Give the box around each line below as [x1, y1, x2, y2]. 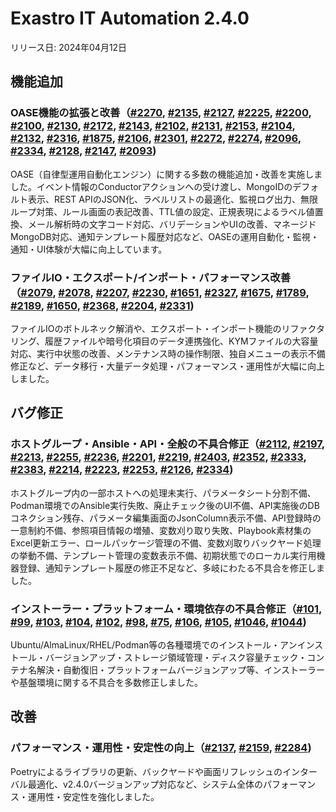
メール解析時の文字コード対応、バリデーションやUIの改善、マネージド [27, 218, 317, 230]
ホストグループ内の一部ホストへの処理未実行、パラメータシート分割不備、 [10, 487, 317, 499]
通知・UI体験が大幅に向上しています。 [10, 243, 168, 255]
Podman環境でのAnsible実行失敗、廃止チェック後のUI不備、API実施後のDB [10, 499, 320, 511]
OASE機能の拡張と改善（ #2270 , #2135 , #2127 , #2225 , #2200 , [10, 106, 312, 120]
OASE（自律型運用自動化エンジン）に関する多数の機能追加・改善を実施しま [10, 168, 323, 180]
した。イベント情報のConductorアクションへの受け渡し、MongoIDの [10, 180, 293, 192]
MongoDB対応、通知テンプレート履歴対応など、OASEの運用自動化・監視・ [10, 230, 320, 242]
